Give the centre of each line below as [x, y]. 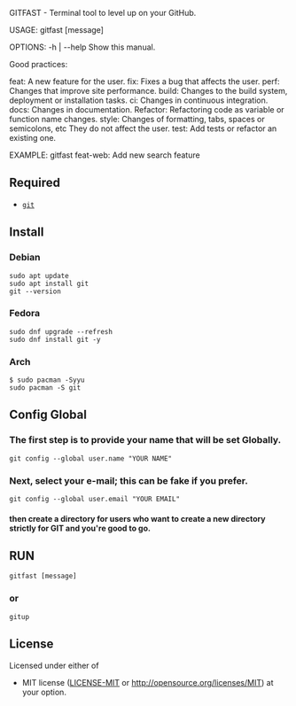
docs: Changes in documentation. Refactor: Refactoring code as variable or [147, 109]
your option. [44, 692]
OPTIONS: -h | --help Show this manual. [82, 47]
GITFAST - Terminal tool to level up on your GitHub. [103, 13]
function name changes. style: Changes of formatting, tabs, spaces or [137, 119]
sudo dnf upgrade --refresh [61, 331]
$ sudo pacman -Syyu [47, 380]
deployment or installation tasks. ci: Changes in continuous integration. [139, 100]
